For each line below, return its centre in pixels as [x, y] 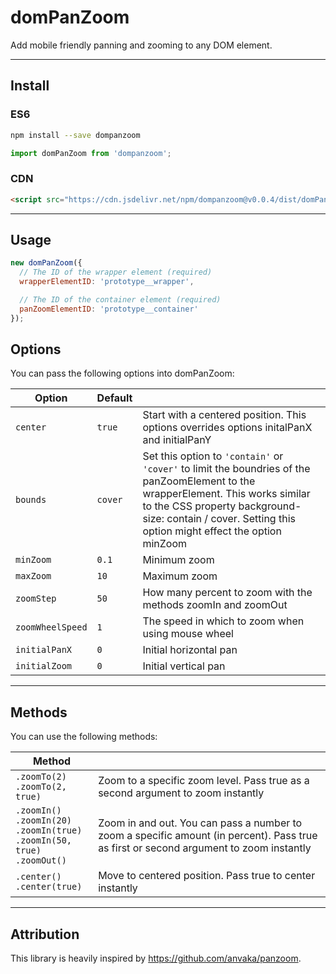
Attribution [45, 934]
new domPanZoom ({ [46, 263]
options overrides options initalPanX [227, 428]
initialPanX [44, 650]
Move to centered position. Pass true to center [207, 876]
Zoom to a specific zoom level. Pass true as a [204, 781]
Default [114, 398]
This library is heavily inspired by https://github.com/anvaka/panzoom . [156, 958]
